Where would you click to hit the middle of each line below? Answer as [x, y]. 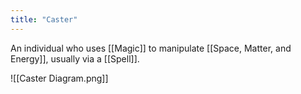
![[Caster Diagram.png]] [59, 78]
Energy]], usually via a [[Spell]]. [75, 58]
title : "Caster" [44, 19]
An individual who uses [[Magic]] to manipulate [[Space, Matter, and [151, 48]
